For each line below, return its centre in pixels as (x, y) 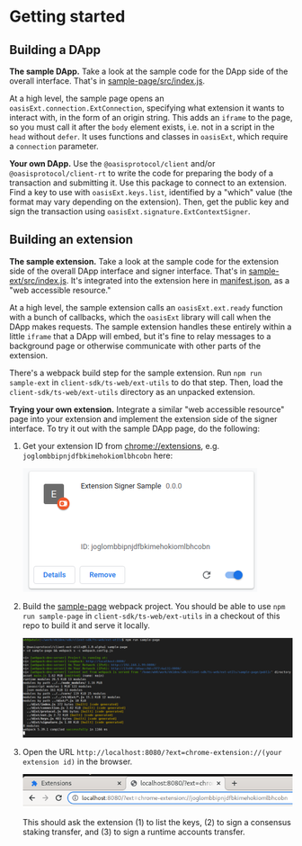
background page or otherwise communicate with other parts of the (135, 346)
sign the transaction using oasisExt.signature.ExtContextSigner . (130, 211)
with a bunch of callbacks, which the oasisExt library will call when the (140, 317)
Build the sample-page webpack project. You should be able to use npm (154, 606)
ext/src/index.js (38, 280)
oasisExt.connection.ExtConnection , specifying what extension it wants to (147, 108)
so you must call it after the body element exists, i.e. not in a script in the (142, 127)
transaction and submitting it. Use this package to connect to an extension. (148, 183)
